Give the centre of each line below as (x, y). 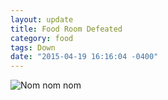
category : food (42, 38)
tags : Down (33, 47)
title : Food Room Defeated (66, 29)
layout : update (42, 19)
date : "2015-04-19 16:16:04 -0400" (84, 57)
